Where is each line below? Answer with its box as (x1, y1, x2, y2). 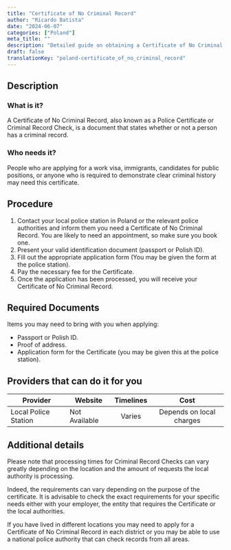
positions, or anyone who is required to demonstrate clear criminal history (7, 171, 217, 179)
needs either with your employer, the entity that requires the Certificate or (7, 499, 216, 508)
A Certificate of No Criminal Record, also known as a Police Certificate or (7, 116, 214, 124)
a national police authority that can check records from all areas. (7, 535, 190, 543)
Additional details (7, 439, 85, 450)
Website (74, 396, 103, 405)
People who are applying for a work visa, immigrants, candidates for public (7, 163, 219, 172)
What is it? (7, 101, 43, 111)
